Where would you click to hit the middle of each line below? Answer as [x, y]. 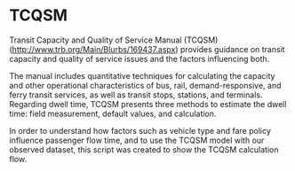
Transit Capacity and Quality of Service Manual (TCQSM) [114, 40]
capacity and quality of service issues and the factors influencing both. [140, 58]
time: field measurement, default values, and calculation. [113, 113]
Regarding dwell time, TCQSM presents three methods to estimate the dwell [148, 104]
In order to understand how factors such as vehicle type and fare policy [140, 130]
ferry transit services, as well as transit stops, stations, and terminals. [136, 95]
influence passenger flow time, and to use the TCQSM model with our [137, 140]
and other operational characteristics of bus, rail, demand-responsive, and [145, 85]
